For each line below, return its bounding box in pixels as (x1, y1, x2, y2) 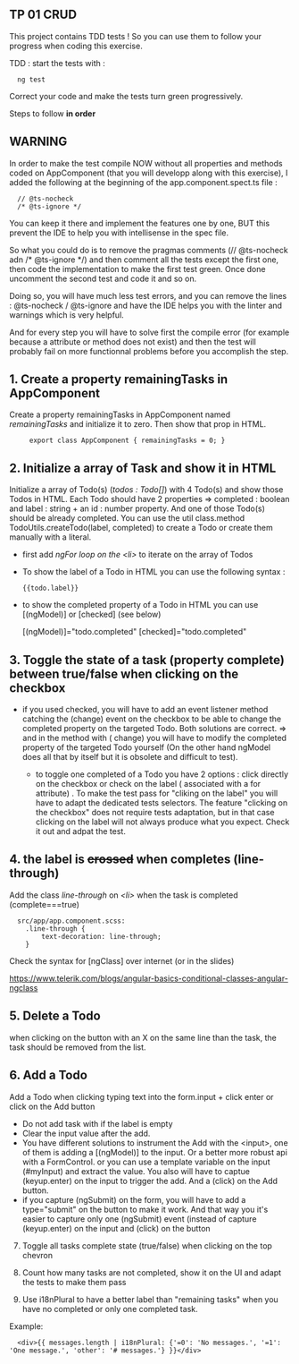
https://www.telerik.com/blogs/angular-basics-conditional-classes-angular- (9, 973, 288, 984)
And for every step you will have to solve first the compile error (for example (9, 327, 290, 337)
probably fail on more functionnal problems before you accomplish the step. (9, 345, 289, 356)
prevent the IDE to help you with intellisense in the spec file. (9, 227, 229, 238)
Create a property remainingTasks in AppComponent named (9, 409, 231, 420)
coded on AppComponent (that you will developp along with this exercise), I (9, 167, 288, 178)
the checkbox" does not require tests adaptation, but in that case (35, 807, 275, 818)
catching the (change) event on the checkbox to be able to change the (21, 713, 282, 724)
